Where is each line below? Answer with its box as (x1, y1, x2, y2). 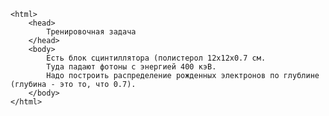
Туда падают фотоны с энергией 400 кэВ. (46, 62, 217, 72)
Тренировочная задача (46, 27, 137, 37)
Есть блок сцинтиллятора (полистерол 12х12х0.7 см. (46, 53, 267, 63)
